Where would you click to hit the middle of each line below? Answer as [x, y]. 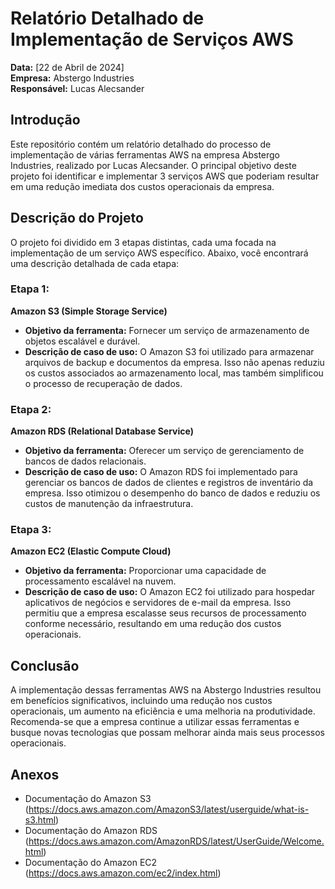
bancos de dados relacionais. [85, 461]
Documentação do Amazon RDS [91, 831]
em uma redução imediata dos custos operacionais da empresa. [142, 186]
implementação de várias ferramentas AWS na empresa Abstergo [145, 154]
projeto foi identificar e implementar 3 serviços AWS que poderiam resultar [165, 176]
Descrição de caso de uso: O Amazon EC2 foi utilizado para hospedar [170, 592]
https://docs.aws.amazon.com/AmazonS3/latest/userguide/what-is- [169, 809]
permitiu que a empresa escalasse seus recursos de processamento [165, 613]
